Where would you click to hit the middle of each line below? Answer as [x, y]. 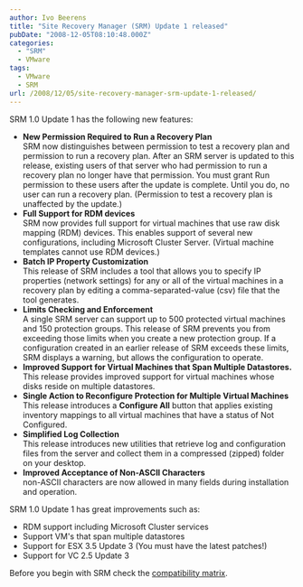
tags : [19, 69]
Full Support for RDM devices [79, 213]
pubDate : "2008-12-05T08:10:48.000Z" [80, 34]
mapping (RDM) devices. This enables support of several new [137, 232]
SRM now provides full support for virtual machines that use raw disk [151, 223]
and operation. [50, 491]
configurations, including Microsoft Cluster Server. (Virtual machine [148, 242]
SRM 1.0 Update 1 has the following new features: [101, 119]
